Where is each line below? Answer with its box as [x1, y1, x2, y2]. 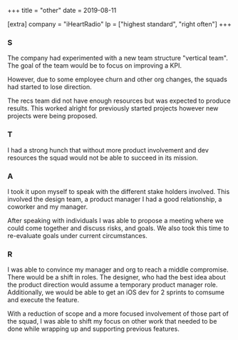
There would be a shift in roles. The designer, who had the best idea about [7, 273, 226, 282]
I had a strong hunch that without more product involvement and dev [7, 145, 209, 154]
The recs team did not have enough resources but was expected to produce [7, 96, 231, 105]
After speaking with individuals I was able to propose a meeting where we [7, 216, 224, 225]
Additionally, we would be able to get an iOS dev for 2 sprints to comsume [7, 288, 225, 297]
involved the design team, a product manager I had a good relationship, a [7, 195, 222, 203]
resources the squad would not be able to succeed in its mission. [7, 153, 198, 162]
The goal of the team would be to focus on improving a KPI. [7, 61, 182, 70]
